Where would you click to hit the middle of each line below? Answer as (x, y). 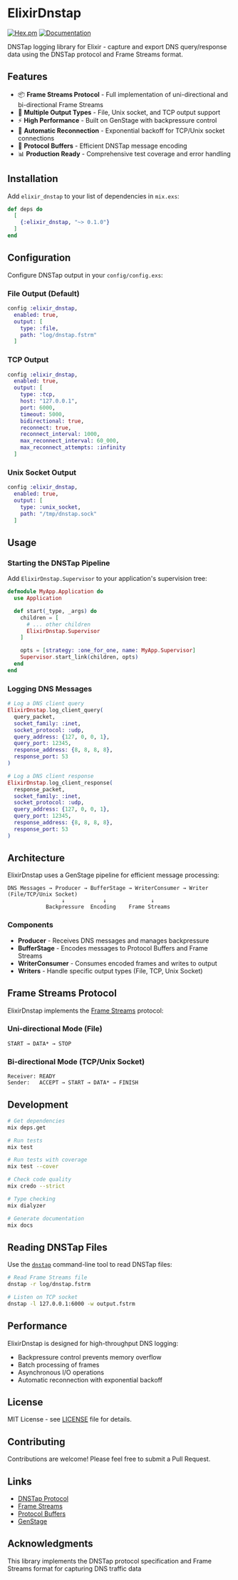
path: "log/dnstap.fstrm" (59, 335)
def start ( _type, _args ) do (56, 611)
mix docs (20, 1225)
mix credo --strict (36, 1186)
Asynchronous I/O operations (61, 1372)
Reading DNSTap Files (58, 1247)
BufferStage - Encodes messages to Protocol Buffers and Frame (113, 948)
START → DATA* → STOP (40, 1043)
